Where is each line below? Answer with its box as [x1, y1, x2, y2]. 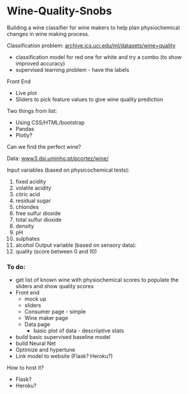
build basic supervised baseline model [15, 334, 111, 341]
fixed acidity [15, 178, 47, 185]
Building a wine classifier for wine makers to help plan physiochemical [7, 24, 180, 31]
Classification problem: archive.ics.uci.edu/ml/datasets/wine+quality [7, 42, 176, 49]
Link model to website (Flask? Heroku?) [15, 353, 113, 360]
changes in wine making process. [7, 30, 90, 37]
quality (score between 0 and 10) [15, 248, 98, 255]
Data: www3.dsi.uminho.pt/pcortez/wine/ [7, 154, 109, 162]
